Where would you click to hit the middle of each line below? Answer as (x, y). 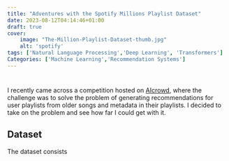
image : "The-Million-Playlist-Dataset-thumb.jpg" (94, 40)
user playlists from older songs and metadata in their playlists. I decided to (114, 105)
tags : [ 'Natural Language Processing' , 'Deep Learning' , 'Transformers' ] (115, 53)
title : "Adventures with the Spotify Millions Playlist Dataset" (104, 14)
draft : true (24, 27)
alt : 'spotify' (42, 46)
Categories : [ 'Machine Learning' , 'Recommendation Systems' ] (97, 59)
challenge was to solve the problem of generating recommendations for (110, 97)
